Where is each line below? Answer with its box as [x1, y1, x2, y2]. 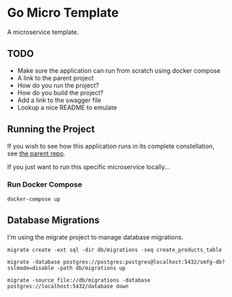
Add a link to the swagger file [17, 96, 102, 104]
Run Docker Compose [7, 180, 83, 189]
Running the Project [7, 124, 95, 135]
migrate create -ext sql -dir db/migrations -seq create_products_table [7, 246, 222, 253]
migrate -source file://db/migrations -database [7, 276, 151, 284]
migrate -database [7, 258, 60, 265]
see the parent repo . [7, 149, 66, 158]
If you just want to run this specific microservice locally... [7, 162, 170, 171]
